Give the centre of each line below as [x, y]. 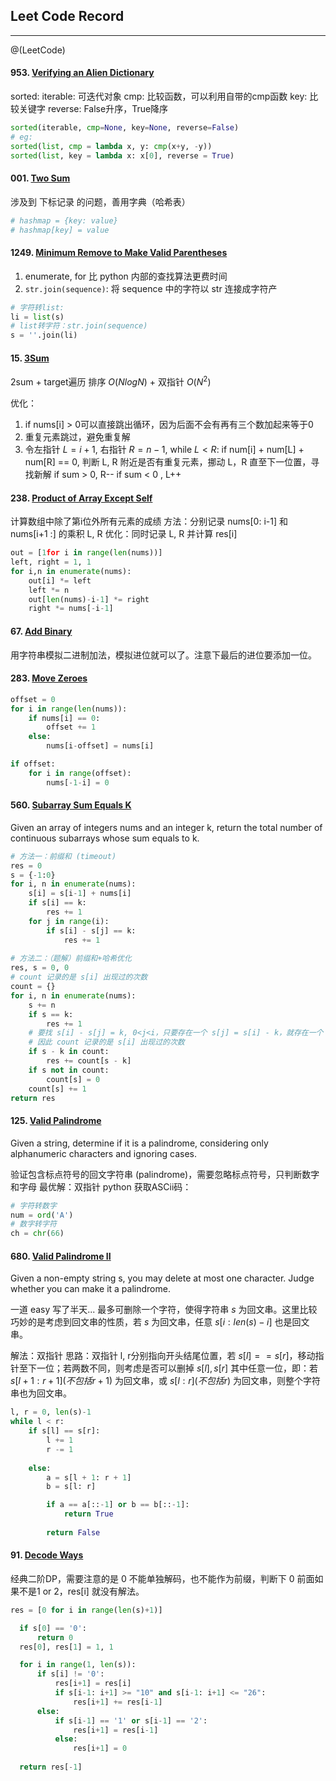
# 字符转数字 [33, 1205]
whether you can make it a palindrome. [90, 1289]
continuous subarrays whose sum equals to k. [105, 838]
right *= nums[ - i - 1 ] [71, 609]
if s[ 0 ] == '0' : [53, 1628]
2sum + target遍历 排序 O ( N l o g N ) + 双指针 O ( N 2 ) [111, 381]
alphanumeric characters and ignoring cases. [103, 1153]
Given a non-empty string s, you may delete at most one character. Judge [162, 1278]
